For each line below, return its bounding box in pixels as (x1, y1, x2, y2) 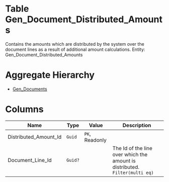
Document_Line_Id (8, 156, 52, 163)
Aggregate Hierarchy (5, 69, 95, 81)
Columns (5, 104, 44, 115)
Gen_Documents (12, 86, 47, 92)
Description (122, 122, 151, 129)
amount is (112, 157, 136, 164)
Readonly (84, 136, 107, 143)
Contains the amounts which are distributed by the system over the (5, 41, 144, 47)
